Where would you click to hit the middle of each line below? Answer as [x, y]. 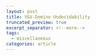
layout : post [22, 11]
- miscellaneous [31, 38]
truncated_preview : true [36, 22]
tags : [13, 33]
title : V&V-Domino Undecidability [48, 17]
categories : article [31, 44]
